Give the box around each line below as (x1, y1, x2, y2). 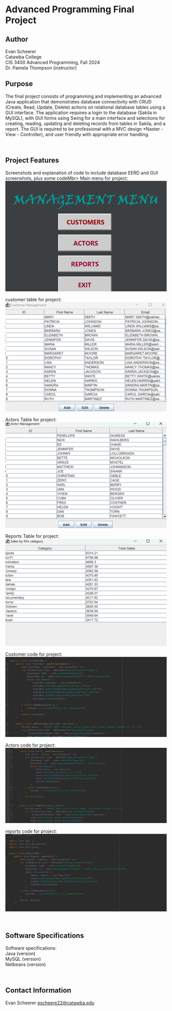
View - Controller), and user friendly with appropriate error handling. (5, 131, 149, 137)
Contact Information (5, 986, 72, 995)
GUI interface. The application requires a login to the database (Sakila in (5, 109, 157, 116)
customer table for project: (5, 297, 62, 303)
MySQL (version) (5, 956, 41, 962)
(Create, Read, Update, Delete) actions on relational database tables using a (5, 104, 165, 110)
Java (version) (5, 950, 36, 956)
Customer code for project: (5, 651, 62, 657)
